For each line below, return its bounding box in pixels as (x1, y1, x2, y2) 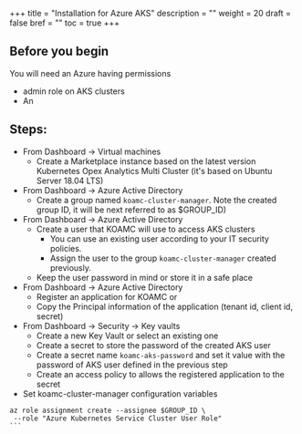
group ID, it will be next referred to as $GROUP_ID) (36, 204, 226, 215)
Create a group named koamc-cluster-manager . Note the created (36, 194, 277, 205)
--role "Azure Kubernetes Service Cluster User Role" (13, 414, 223, 423)
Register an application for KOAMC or (36, 291, 178, 302)
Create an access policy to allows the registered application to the (36, 368, 285, 379)
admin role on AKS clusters (22, 86, 125, 97)
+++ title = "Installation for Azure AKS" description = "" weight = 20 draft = (9, 8, 292, 18)
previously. (49, 262, 91, 273)
